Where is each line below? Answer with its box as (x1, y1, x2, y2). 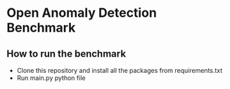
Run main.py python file (16, 74, 86, 82)
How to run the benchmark (6, 48, 127, 60)
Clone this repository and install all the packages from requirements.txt (16, 67, 223, 74)
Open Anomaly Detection (6, 5, 158, 21)
